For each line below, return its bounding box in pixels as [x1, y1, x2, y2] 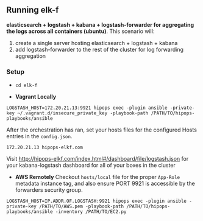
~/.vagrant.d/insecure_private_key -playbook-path [17, 110, 149, 116]
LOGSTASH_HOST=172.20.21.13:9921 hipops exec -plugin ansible [6, 105, 168, 111]
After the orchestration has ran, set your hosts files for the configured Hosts [6, 126, 197, 133]
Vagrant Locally [15, 93, 57, 100]
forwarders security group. [15, 186, 84, 194]
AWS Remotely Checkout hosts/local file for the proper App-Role [15, 174, 180, 181]
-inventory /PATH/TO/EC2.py [55, 209, 127, 215]
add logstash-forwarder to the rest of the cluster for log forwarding [15, 46, 184, 53]
